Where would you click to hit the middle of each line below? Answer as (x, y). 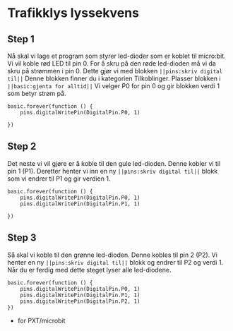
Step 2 (22, 146)
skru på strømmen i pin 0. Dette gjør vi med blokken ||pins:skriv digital (115, 71)
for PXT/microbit (41, 320)
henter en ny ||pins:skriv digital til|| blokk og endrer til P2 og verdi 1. (115, 262)
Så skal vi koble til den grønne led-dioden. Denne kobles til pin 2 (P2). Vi (112, 255)
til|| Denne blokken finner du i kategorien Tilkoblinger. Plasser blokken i (114, 78)
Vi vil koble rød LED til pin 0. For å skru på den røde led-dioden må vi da (112, 64)
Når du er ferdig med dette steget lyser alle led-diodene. (89, 270)
